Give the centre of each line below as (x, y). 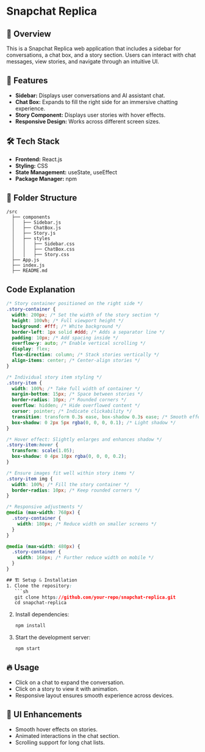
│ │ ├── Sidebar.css (43, 244)
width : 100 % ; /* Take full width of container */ (76, 389)
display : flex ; (31, 349)
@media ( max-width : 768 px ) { (43, 513)
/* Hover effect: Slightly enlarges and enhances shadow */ (85, 439)
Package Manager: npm (46, 179)
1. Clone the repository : (39, 586)
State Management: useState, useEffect (66, 172)
